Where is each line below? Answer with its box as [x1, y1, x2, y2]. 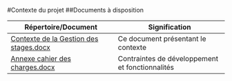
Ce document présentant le [117, 34, 206, 44]
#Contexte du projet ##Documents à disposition [7, 6, 144, 14]
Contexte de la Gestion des [10, 34, 99, 44]
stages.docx [10, 43, 50, 52]
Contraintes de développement [117, 54, 219, 63]
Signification [148, 22, 191, 32]
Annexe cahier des [10, 54, 71, 63]
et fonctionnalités [117, 62, 175, 72]
